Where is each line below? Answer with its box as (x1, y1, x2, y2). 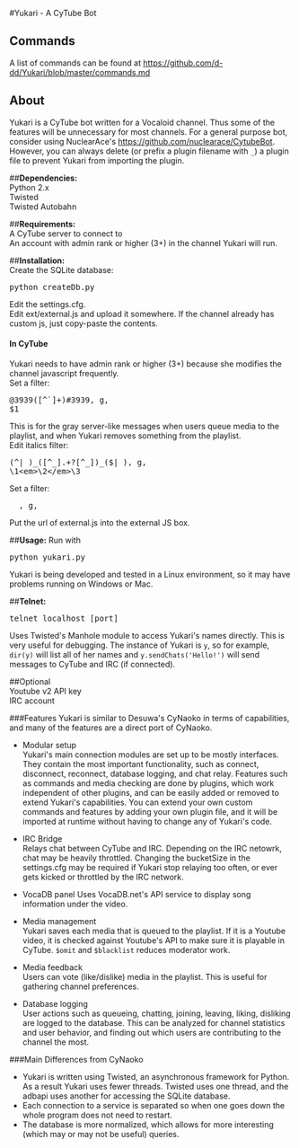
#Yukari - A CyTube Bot (9, 8, 97, 18)
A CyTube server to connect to (9, 228, 123, 239)
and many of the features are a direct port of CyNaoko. (9, 722, 213, 733)
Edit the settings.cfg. (9, 298, 86, 309)
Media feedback (22, 961, 84, 973)
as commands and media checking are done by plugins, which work (22, 777, 275, 789)
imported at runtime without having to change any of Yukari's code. (22, 816, 272, 826)
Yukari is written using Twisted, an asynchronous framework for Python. (22, 1071, 290, 1082)
